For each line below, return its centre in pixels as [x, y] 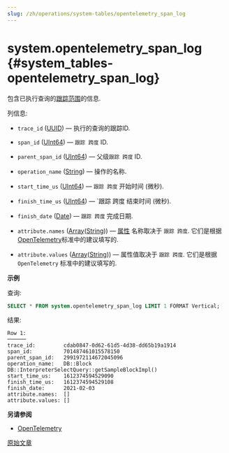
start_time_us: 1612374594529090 [60, 376]
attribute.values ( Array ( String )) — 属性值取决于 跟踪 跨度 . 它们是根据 [117, 254]
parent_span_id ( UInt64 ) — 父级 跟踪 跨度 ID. [80, 156]
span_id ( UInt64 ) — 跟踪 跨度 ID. [62, 142]
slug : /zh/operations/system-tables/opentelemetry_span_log [97, 14]
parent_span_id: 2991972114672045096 [65, 358]
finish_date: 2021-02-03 [51, 389]
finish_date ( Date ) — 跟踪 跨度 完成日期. [75, 216]
